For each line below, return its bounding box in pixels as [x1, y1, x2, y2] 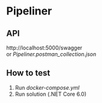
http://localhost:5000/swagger [6, 44, 83, 51]
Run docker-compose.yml [14, 84, 80, 91]
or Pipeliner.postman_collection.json [6, 51, 97, 58]
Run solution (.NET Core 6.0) [14, 90, 86, 98]
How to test [6, 68, 50, 78]
